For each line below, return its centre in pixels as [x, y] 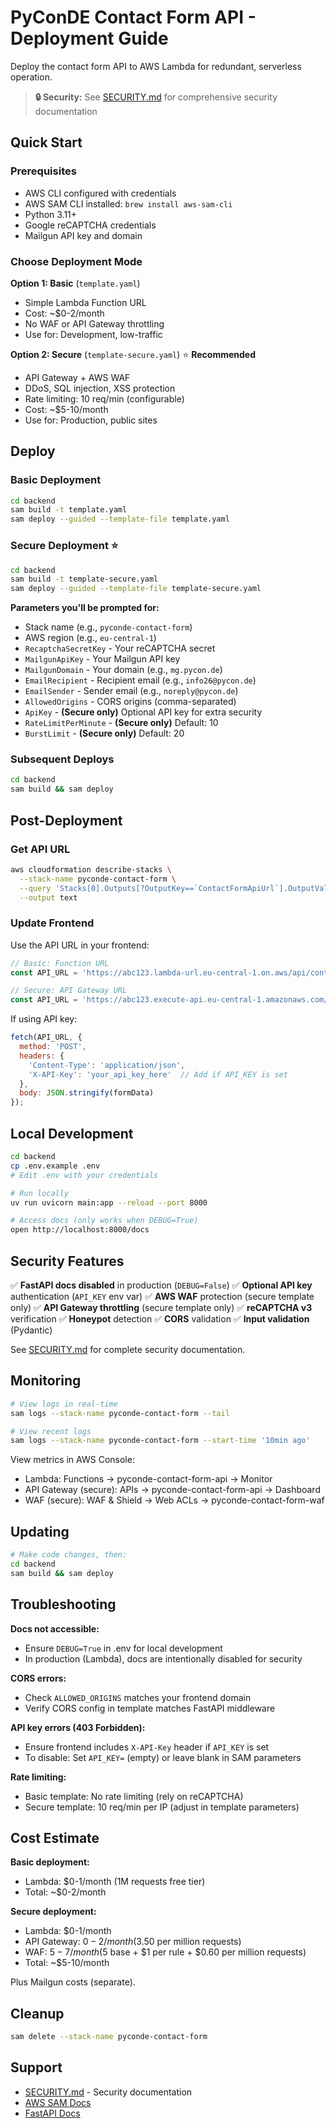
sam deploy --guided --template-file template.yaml [120, 519]
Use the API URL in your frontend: [80, 945]
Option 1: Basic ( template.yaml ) [75, 283]
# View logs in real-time [64, 1404]
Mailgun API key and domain [83, 235]
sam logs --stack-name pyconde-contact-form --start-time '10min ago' [160, 1441]
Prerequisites [43, 171]
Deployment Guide [89, 38]
